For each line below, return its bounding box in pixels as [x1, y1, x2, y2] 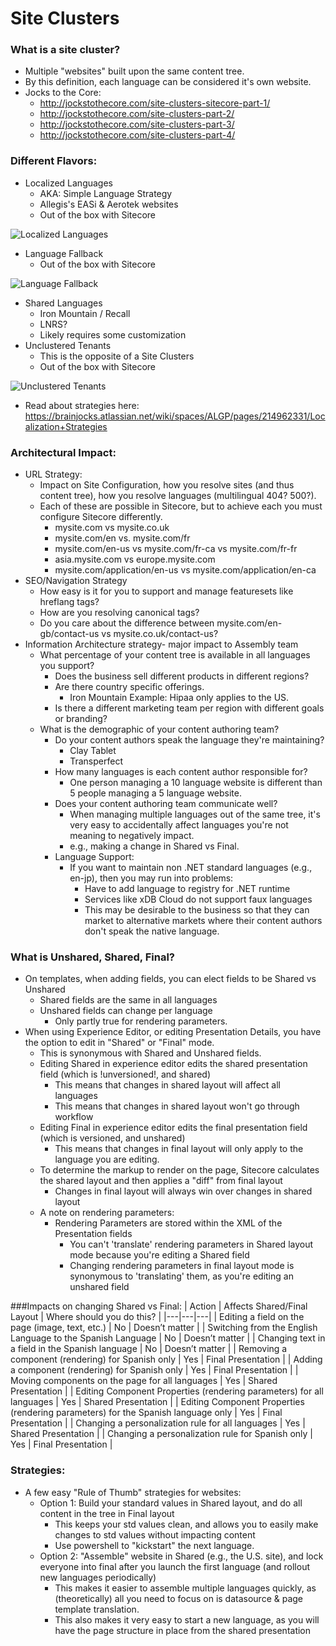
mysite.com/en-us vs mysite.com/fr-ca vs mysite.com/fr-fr [54, 543, 298, 555]
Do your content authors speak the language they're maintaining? [54, 734, 325, 746]
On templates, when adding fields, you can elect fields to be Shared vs [24, 973, 317, 985]
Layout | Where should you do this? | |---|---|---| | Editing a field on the [10, 1311, 305, 1323]
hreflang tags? [39, 596, 100, 608]
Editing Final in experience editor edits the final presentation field [39, 1122, 308, 1134]
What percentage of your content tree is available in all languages [39, 649, 311, 661]
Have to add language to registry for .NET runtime [84, 883, 291, 895]
